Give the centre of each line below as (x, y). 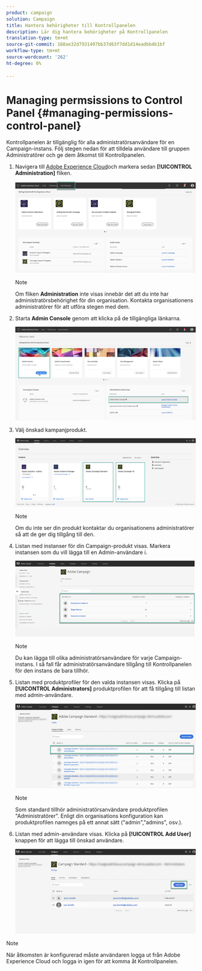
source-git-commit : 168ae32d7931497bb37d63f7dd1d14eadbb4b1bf (86, 44)
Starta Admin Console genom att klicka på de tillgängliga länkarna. (98, 318)
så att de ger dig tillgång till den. (55, 534)
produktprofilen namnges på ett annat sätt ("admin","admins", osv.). (99, 823)
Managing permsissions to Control (94, 100)
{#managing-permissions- (105, 113)
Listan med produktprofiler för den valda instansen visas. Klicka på (98, 682)
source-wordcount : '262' (37, 57)
